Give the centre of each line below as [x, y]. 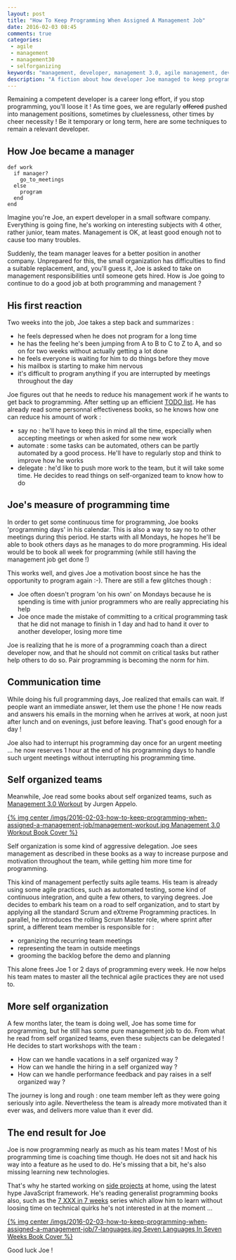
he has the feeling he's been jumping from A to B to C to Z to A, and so [120, 343]
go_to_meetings [42, 180]
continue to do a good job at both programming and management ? [104, 284]
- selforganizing [35, 66]
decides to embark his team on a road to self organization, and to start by [113, 905]
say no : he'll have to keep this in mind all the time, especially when [114, 431]
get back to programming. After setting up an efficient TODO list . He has [112, 402]
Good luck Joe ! [30, 1250]
